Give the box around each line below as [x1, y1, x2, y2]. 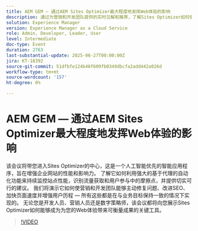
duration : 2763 [6, 47, 44, 53]
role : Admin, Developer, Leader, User [6, 31, 101, 37]
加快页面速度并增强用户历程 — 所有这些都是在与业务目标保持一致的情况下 [6, 192, 184, 199]
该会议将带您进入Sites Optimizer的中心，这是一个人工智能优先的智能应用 [6, 162, 183, 169]
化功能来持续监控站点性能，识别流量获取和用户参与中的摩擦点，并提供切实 [6, 177, 187, 184]
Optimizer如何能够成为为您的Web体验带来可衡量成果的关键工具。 [6, 206, 165, 213]
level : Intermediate [6, 36, 57, 42]
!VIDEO [20, 218, 38, 225]
